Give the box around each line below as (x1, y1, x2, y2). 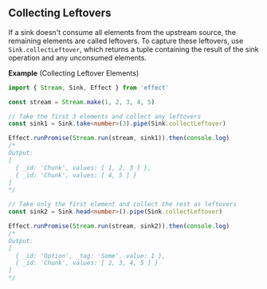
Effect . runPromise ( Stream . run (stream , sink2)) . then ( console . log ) (8, 222, 230, 230)
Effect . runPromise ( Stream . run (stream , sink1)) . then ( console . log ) (8, 135, 230, 143)
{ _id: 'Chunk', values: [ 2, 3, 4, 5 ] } (15, 259, 159, 268)
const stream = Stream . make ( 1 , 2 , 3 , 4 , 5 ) (8, 98, 155, 106)
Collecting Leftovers (8, 6, 112, 20)
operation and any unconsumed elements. (8, 53, 147, 62)
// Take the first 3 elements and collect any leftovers (8, 112, 202, 120)
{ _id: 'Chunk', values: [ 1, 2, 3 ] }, (15, 163, 151, 172)
